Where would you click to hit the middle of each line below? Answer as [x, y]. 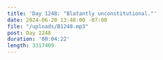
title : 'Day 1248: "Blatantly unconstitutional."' [82, 13]
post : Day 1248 [29, 33]
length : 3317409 [31, 46]
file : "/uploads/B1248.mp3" [48, 26]
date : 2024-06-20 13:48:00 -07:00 [57, 20]
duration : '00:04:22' [39, 39]
